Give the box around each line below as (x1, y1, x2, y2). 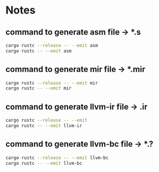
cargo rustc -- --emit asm (5, 48, 72, 54)
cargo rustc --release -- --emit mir (5, 80, 98, 86)
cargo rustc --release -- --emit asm (5, 42, 98, 48)
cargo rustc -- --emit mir (5, 85, 72, 91)
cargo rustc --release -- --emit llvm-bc (5, 154, 109, 161)
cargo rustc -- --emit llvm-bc (5, 160, 82, 166)
